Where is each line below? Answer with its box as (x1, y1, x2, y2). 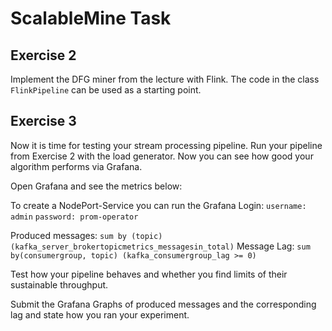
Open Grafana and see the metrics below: (10, 180, 183, 192)
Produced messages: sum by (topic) (10, 229, 163, 241)
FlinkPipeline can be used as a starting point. (10, 84, 202, 96)
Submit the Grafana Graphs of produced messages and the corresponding (10, 298, 317, 310)
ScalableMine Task (10, 7, 172, 30)
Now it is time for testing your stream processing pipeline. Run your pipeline (10, 139, 323, 151)
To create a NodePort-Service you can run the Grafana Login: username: (10, 199, 307, 211)
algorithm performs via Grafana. (10, 160, 143, 172)
